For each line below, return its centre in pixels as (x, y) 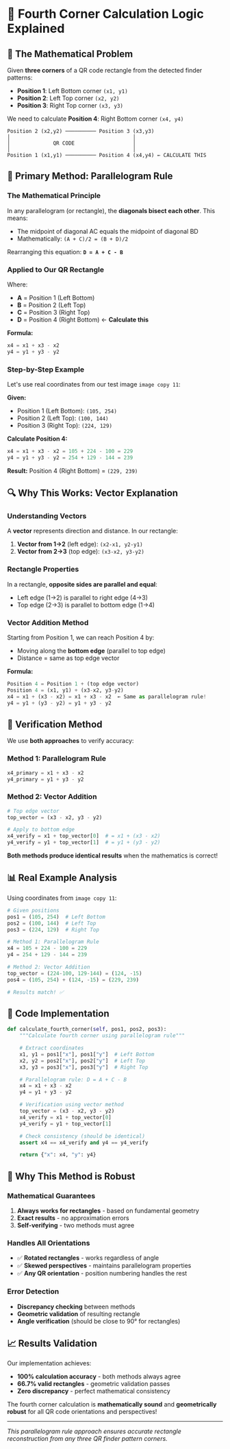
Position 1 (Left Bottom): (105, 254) (67, 411)
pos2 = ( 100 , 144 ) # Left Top (52, 923)
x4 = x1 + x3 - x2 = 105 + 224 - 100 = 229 (70, 452)
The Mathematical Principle (54, 196)
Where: (17, 284)
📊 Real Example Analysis (62, 878)
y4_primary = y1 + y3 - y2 (46, 779)
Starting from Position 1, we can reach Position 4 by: (81, 637)
